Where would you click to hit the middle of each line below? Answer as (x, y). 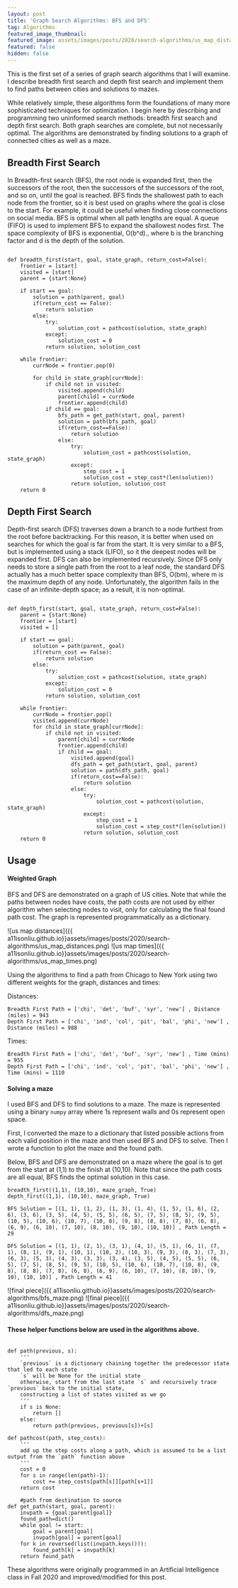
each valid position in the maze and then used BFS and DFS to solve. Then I (118, 1141)
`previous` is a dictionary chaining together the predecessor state (125, 1363)
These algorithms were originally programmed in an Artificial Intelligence (113, 1570)
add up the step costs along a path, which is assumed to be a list (123, 1450)
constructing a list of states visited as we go (93, 1395)
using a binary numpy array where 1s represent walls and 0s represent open (116, 1112)
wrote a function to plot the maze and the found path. (85, 1149)
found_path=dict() (47, 1519)
